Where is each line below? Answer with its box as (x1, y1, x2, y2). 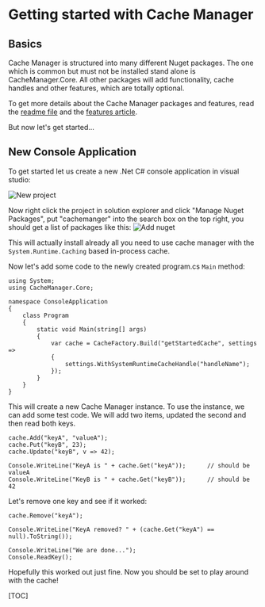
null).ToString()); (8, 533, 73, 540)
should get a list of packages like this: (8, 222, 132, 231)
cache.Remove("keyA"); (8, 511, 83, 520)
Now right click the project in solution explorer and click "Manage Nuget (8, 205, 244, 215)
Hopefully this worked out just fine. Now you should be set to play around (8, 567, 248, 576)
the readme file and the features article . (8, 107, 138, 116)
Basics (8, 37, 42, 51)
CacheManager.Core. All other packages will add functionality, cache (8, 75, 234, 84)
